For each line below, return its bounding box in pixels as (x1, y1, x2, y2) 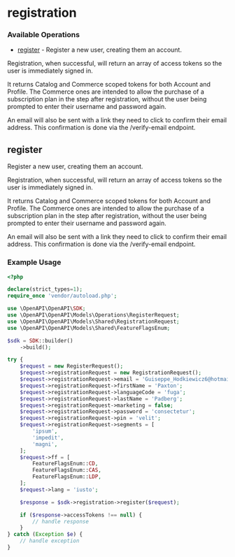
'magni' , (32, 440, 58, 448)
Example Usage (7, 257, 62, 267)
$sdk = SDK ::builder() (7, 337, 73, 344)
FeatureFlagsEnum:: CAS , (32, 467, 101, 474)
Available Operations (7, 30, 80, 40)
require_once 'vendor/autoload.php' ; (7, 292, 117, 300)
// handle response (32, 518, 90, 525)
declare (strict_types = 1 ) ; (7, 286, 83, 293)
